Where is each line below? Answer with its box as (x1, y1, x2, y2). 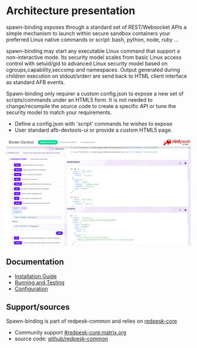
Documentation (6, 257, 64, 267)
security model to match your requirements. (6, 109, 113, 116)
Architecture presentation (6, 4, 135, 18)
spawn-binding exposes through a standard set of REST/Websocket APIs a (6, 24, 187, 31)
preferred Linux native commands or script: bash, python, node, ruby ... (6, 36, 179, 43)
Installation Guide (14, 272, 57, 280)
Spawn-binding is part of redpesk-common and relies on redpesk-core (6, 317, 178, 324)
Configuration (14, 285, 48, 292)
